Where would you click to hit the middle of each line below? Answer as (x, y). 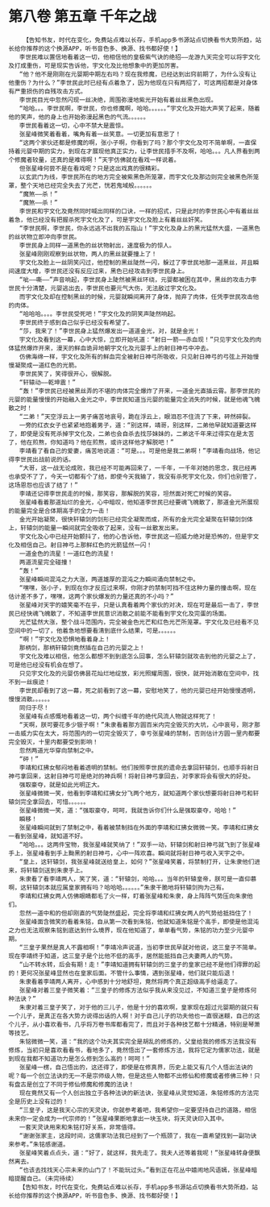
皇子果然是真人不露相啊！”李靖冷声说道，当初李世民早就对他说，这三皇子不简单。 (144, 948)
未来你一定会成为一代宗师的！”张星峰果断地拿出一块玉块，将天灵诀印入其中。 (118, 1118)
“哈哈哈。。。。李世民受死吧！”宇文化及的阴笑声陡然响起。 (99, 314)
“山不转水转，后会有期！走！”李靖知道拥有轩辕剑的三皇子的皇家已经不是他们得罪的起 (139, 964)
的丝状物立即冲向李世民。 (44, 237)
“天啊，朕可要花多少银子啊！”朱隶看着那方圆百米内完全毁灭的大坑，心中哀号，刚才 (137, 725)
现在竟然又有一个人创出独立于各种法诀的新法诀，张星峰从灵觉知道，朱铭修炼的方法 (136, 1093)
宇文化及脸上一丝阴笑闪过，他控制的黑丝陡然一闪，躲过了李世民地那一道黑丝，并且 (136, 263)
